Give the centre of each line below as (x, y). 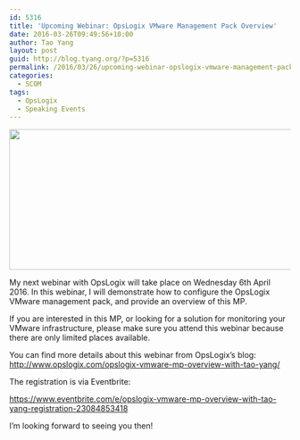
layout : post (33, 51)
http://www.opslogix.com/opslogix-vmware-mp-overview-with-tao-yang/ (145, 365)
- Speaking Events (52, 109)
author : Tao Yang (42, 42)
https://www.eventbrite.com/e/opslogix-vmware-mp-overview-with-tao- (143, 399)
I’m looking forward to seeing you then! (81, 426)
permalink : (29, 68)
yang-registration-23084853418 (69, 409)
